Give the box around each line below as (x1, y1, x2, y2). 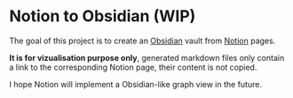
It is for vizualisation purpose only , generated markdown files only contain (9, 52, 285, 63)
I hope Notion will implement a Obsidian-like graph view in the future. (9, 79, 262, 89)
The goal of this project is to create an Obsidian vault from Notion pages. (9, 35, 276, 46)
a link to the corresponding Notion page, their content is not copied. (9, 62, 257, 72)
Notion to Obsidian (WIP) (9, 6, 196, 26)
